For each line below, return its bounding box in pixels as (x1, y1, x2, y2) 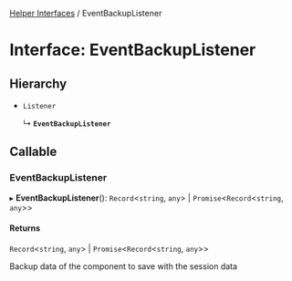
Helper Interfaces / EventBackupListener (9, 8, 162, 18)
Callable (9, 144, 57, 160)
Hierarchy (9, 76, 68, 91)
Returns (9, 223, 41, 234)
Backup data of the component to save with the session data (9, 260, 238, 272)
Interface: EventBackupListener (9, 40, 256, 60)
